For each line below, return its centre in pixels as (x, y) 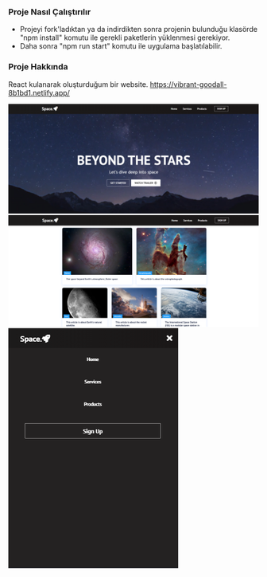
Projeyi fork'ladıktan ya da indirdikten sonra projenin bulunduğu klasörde (139, 29)
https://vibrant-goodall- (188, 84)
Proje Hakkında (39, 67)
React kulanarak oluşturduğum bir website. (78, 84)
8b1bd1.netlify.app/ (39, 92)
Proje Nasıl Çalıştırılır (50, 12)
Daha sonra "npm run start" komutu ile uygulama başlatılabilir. (121, 46)
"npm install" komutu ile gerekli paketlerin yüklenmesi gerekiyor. (125, 37)
